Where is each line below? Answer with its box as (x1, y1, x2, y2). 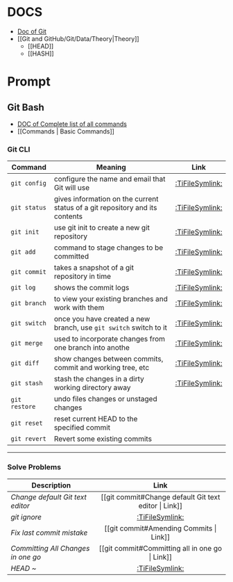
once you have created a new (53, 314, 150, 324)
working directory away (53, 383, 131, 393)
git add (10, 248, 36, 256)
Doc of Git (17, 27, 47, 35)
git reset (10, 419, 43, 428)
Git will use (53, 183, 90, 193)
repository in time (53, 272, 112, 282)
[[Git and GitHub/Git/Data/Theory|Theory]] (17, 34, 140, 42)
